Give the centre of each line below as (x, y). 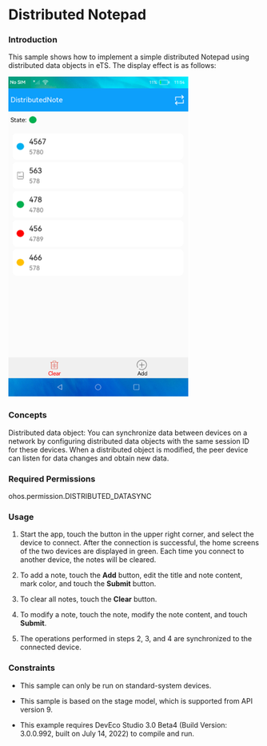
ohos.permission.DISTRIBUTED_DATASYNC (80, 497)
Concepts (28, 415)
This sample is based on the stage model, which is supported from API (136, 700)
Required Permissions (52, 479)
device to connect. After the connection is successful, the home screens (139, 543)
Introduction (33, 40)
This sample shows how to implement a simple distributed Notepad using (129, 57)
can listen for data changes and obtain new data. (89, 458)
